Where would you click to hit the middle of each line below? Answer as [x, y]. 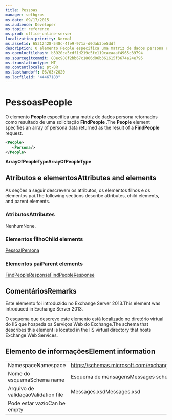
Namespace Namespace [37, 365]
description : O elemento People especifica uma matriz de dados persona [84, 48]
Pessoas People [39, 103]
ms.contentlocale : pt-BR [32, 67]
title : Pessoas [21, 10]
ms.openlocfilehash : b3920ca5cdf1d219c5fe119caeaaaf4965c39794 [74, 53]
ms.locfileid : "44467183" [33, 77]
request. [14, 133]
